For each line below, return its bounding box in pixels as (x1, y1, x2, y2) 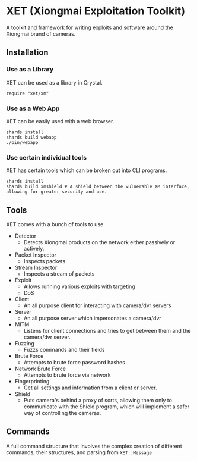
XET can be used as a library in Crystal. (6, 79, 103, 86)
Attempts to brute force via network (23, 372, 111, 379)
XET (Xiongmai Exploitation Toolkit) (6, 4, 186, 18)
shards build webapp (6, 134, 58, 141)
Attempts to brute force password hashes (23, 359, 126, 366)
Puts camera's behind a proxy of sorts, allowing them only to (23, 397, 172, 404)
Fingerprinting (14, 378, 50, 385)
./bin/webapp (6, 139, 39, 145)
